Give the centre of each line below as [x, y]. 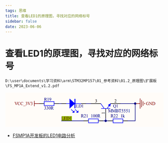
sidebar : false [21, 21]
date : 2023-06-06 [23, 27]
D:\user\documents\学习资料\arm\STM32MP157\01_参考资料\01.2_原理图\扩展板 [81, 81]
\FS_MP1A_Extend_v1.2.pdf [32, 86]
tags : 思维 [16, 11]
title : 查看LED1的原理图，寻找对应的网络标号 [48, 16]
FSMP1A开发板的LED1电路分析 [44, 135]
